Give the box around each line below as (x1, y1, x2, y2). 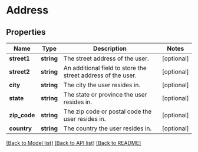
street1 (9, 54, 31, 62)
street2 (9, 68, 31, 75)
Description (93, 45, 127, 52)
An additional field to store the (63, 64, 147, 72)
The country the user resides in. (63, 124, 152, 133)
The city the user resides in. (63, 81, 140, 89)
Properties (6, 27, 46, 37)
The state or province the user (63, 91, 147, 98)
